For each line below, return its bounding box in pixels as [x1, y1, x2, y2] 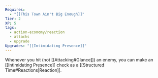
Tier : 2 [5, 16, 21, 21]
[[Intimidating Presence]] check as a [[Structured [5, 62, 105, 68]
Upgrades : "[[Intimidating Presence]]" [5, 43, 87, 48]
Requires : [5, 7, 26, 12]
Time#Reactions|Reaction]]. [5, 67, 62, 73]
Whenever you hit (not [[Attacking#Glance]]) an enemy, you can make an [5, 57, 154, 62]
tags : [5, 25, 16, 30]
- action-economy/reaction [9, 30, 65, 35]
